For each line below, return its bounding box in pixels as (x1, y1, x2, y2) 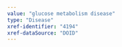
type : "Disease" (7, 17, 54, 23)
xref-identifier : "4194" (7, 23, 79, 30)
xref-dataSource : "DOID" (7, 29, 79, 37)
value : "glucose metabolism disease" (7, 10, 116, 17)
